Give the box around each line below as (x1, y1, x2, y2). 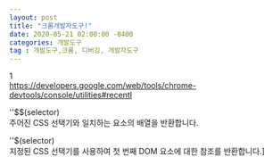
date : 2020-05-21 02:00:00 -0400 (9, 29, 134, 38)
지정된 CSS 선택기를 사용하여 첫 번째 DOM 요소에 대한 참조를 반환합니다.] (9, 146, 265, 157)
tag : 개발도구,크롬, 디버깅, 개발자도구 (9, 46, 139, 55)
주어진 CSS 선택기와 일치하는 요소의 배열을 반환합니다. (9, 118, 199, 128)
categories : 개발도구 (9, 37, 82, 47)
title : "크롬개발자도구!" (9, 21, 93, 30)
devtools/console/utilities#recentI (9, 90, 133, 101)
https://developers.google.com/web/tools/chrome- (9, 80, 196, 91)
